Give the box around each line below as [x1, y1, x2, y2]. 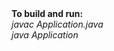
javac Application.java [11, 18, 104, 30]
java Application [11, 29, 79, 41]
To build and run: [11, 8, 84, 19]
